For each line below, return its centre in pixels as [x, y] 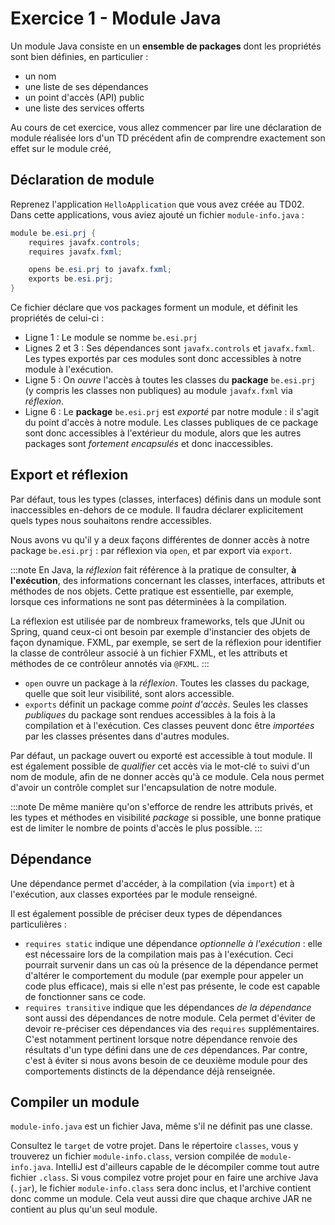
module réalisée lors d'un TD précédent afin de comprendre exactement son [168, 138]
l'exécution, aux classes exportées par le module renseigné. [134, 894]
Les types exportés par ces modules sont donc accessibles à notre [163, 358]
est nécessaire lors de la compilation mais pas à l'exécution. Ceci [159, 954]
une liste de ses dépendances [86, 86]
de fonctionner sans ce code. [85, 996]
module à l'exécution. [69, 369]
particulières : [38, 924]
